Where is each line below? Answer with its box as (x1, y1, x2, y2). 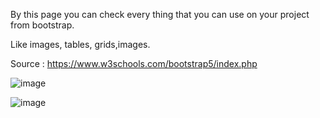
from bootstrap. (10, 19, 75, 31)
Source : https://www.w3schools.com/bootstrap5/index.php (10, 58, 258, 69)
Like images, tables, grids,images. (10, 39, 151, 50)
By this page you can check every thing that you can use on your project (10, 9, 310, 20)
